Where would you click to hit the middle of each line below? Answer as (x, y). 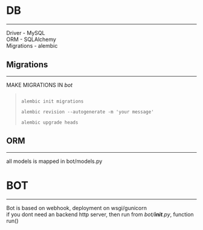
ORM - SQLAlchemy (31, 39)
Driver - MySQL (26, 33)
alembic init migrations (52, 101)
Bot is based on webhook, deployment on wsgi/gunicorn (76, 208)
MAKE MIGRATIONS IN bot (40, 85)
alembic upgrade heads (50, 122)
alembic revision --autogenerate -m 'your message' (87, 112)
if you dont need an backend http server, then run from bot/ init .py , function (100, 214)
